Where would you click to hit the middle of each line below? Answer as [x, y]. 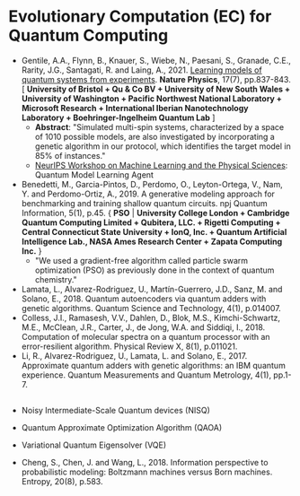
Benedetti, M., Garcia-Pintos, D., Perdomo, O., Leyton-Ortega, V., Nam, [152, 184]
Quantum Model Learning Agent [94, 174]
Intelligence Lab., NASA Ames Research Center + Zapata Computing [152, 241]
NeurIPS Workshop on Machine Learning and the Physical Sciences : [161, 165]
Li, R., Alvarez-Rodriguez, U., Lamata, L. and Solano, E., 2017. [134, 355]
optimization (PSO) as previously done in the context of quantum [154, 270]
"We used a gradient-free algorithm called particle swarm [141, 260]
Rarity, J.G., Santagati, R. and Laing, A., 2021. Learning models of [141, 70]
